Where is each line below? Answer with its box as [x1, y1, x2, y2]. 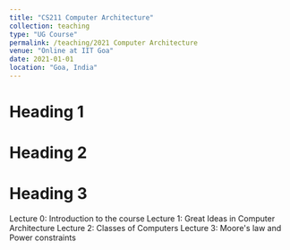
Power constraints [9, 232, 76, 243]
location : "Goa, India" [9, 64, 98, 73]
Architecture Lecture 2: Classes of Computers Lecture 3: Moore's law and [9, 223, 282, 234]
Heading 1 [9, 102, 85, 122]
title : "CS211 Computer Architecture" [9, 13, 154, 22]
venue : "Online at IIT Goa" [9, 47, 115, 56]
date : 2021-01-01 [9, 55, 74, 64]
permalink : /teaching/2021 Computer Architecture [9, 38, 199, 47]
